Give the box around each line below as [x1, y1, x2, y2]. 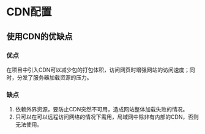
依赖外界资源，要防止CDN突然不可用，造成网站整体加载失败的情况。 [15, 106, 188, 113]
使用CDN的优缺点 [6, 31, 73, 42]
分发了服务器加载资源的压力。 [17, 73, 92, 81]
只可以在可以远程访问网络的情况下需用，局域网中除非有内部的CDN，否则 [15, 113, 199, 121]
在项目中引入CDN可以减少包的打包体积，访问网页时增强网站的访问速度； [6, 66, 190, 73]
